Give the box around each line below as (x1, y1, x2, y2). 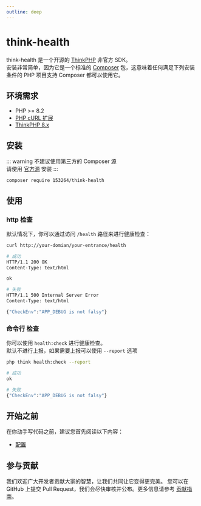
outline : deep (6, 9, 43, 15)
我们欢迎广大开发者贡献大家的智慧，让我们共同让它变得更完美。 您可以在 (6, 478, 189, 485)
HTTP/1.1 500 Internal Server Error (6, 293, 99, 299)
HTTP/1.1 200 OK (6, 259, 47, 265)
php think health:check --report (6, 359, 91, 366)
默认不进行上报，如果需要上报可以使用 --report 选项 (6, 347, 138, 355)
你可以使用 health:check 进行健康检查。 (6, 339, 106, 347)
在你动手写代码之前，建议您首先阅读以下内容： (6, 428, 123, 435)
